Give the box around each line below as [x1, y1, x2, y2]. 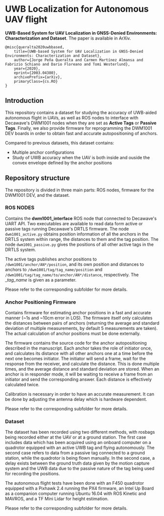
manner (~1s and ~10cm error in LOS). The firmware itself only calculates [5, 315, 153, 321]
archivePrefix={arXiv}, [14, 74, 63, 79]
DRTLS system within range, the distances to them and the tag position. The [5, 236, 159, 242]
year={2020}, [14, 66, 41, 71]
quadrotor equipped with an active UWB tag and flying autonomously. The [5, 445, 155, 451]
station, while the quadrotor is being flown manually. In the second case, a [5, 455, 155, 461]
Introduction [5, 96, 44, 105]
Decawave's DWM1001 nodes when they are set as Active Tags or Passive [5, 120, 157, 126]
